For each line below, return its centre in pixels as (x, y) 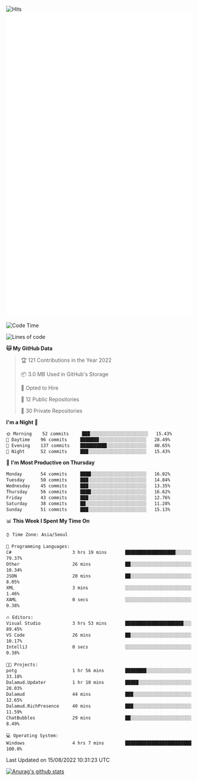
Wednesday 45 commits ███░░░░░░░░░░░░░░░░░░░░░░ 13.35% (88, 486)
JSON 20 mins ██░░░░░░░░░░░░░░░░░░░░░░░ (99, 576)
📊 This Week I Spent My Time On (48, 521)
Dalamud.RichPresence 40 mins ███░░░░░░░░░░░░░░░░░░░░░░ (99, 706)
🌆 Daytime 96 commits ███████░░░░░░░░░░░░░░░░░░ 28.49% (88, 440)
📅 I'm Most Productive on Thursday (51, 462)
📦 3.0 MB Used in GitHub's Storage (64, 374)
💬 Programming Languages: (38, 546)
